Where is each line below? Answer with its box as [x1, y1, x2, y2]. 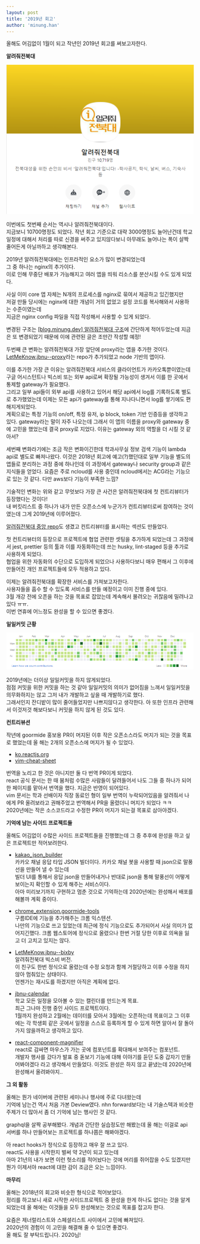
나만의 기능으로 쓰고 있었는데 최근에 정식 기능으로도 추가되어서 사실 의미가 [14, 922, 187, 929]
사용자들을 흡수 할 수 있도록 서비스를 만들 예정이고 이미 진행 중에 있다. [6, 585, 168, 593]
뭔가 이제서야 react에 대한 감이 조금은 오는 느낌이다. [6, 1163, 127, 1170]
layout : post [6, 10, 39, 15]
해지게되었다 [6, 403, 36, 410]
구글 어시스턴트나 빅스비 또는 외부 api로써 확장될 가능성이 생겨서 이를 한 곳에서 [6, 373, 189, 381]
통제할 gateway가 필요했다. [6, 381, 70, 388]
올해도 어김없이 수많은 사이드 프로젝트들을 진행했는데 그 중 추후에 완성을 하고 [6, 831, 185, 839]
